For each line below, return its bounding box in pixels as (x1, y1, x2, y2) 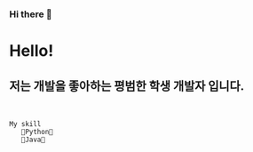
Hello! (9, 41, 54, 61)
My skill (9, 119, 42, 128)
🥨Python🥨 (20, 127, 53, 136)
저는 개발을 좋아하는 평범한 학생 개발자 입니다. (9, 78, 245, 93)
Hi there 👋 (9, 8, 53, 20)
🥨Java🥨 (20, 135, 46, 144)
